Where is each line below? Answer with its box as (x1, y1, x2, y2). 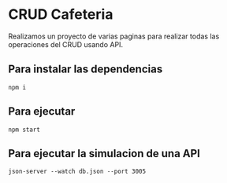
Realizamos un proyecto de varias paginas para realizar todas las (8, 31, 220, 41)
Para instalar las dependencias (8, 63, 163, 76)
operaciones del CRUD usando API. (8, 39, 124, 49)
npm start (8, 126, 41, 134)
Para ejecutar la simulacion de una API (8, 147, 201, 160)
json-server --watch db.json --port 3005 (8, 167, 147, 176)
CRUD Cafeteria (8, 5, 113, 24)
